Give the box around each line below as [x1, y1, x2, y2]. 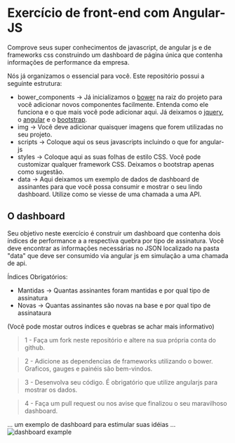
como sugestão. [17, 167, 65, 176]
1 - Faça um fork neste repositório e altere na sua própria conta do [24, 335, 216, 344]
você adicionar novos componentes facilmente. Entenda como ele [17, 100, 209, 108]
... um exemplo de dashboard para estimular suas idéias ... [7, 420, 176, 428]
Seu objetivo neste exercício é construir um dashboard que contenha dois [7, 229, 221, 237]
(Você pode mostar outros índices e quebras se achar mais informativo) [7, 322, 215, 330]
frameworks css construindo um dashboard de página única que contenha [7, 51, 223, 59]
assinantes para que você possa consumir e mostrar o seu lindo [17, 182, 203, 191]
